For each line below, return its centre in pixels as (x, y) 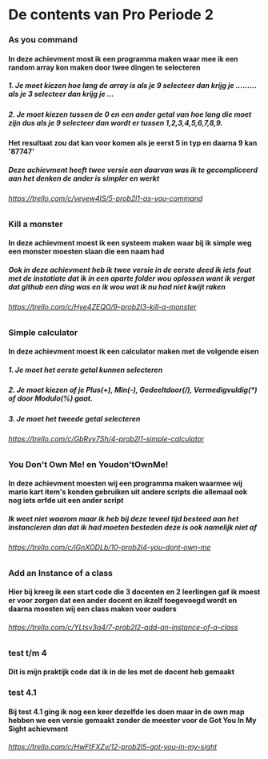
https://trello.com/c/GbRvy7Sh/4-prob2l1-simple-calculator (106, 439)
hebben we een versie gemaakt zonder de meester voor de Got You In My (132, 720)
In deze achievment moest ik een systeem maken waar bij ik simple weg (130, 243)
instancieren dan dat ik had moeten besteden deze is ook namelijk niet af (133, 527)
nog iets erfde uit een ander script (66, 501)
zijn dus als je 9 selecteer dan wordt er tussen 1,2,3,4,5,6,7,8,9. (116, 122)
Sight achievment (38, 729)
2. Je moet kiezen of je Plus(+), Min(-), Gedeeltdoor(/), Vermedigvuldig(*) (133, 390)
